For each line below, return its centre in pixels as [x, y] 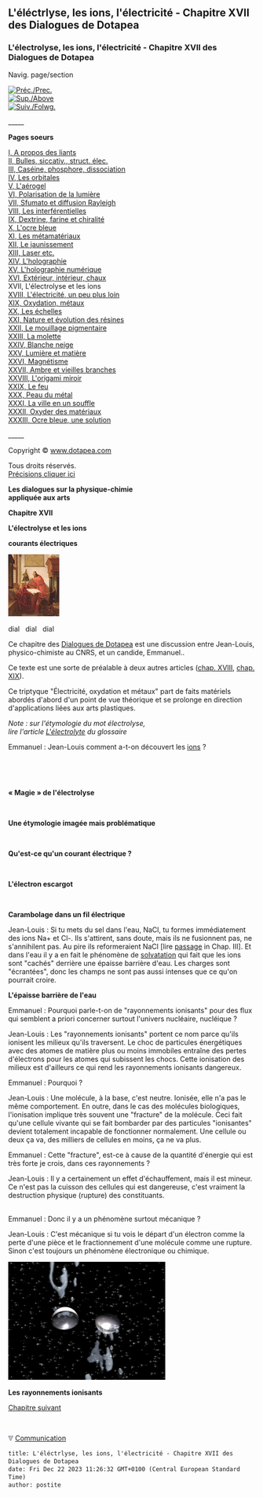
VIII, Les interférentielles [47, 211]
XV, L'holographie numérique [55, 269]
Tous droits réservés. [42, 465]
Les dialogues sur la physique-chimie [71, 489]
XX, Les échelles [35, 311]
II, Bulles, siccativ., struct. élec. [58, 160]
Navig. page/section [41, 75]
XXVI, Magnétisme [38, 361]
